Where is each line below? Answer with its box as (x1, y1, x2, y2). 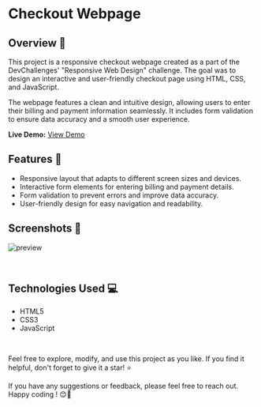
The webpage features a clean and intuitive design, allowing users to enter (8, 98, 251, 107)
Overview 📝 (8, 36, 66, 50)
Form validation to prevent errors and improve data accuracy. (19, 190, 219, 200)
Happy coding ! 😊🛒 (8, 390, 72, 399)
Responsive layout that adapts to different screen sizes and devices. (19, 173, 242, 183)
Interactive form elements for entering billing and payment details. (19, 182, 234, 191)
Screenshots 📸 (8, 222, 82, 236)
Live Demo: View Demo (8, 130, 85, 139)
